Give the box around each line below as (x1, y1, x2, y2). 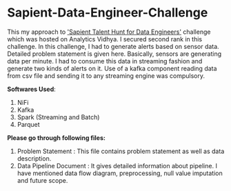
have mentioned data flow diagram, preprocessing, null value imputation (17, 169, 223, 177)
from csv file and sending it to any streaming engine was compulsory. (7, 71, 205, 80)
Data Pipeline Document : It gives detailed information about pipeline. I (17, 161, 217, 170)
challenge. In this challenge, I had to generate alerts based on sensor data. (7, 42, 219, 50)
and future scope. (17, 176, 68, 184)
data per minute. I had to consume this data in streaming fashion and (7, 57, 203, 65)
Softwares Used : (7, 85, 57, 93)
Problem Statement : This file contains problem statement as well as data (17, 147, 225, 155)
